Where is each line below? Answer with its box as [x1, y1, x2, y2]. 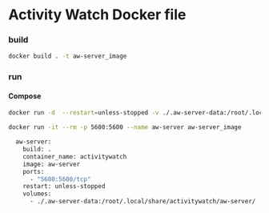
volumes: [22, 190, 52, 198]
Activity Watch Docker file [8, 6, 187, 24]
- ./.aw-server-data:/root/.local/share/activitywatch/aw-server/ [29, 198, 256, 206]
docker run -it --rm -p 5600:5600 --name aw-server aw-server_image [8, 123, 242, 131]
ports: [22, 167, 45, 175]
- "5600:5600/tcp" [29, 175, 91, 183]
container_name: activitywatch [22, 152, 127, 161]
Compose [8, 90, 42, 101]
